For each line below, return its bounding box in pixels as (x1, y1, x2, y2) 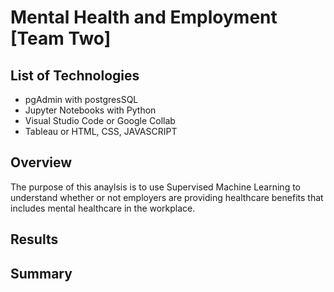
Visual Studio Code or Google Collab (24, 115, 176, 126)
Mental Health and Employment (10, 6, 278, 29)
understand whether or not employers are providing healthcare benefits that (10, 191, 324, 203)
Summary (10, 265, 73, 282)
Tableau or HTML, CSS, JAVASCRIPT (24, 126, 178, 137)
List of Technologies (10, 67, 140, 84)
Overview (10, 154, 73, 171)
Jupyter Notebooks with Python (24, 104, 157, 116)
